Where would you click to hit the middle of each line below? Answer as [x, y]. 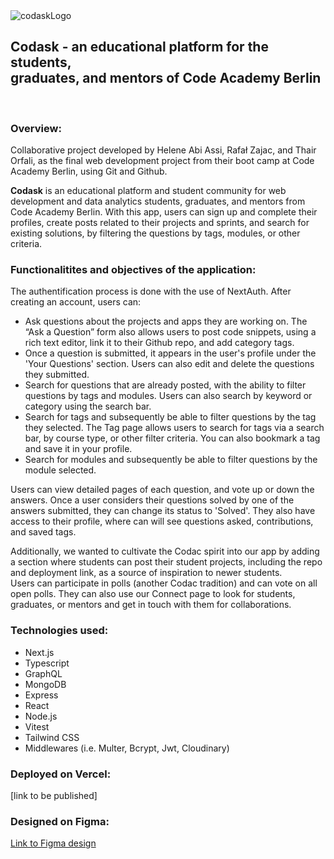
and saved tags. [43, 532]
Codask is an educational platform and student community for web [148, 191]
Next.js [39, 652]
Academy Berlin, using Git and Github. [89, 171]
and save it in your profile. [78, 449]
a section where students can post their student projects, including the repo [166, 562]
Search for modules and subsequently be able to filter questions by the [171, 460]
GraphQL [43, 673]
